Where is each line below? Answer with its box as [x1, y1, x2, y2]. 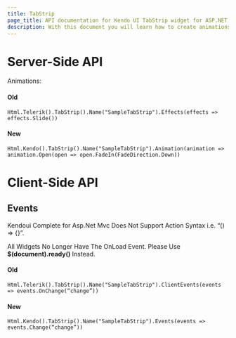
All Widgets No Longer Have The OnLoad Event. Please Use [7, 242, 181, 250]
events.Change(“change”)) [7, 324, 83, 331]
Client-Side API [7, 174, 98, 190]
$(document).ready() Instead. [7, 249, 96, 258]
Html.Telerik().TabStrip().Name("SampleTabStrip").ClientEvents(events [7, 281, 221, 288]
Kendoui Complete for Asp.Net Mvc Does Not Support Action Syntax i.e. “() [7, 221, 225, 229]
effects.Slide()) [7, 115, 58, 122]
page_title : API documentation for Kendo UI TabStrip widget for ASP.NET [7, 17, 228, 24]
